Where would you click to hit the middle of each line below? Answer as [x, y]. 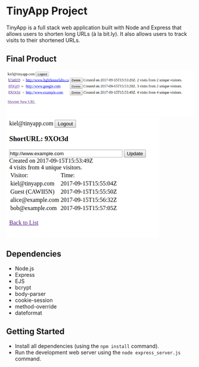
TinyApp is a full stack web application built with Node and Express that [94, 27]
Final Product [31, 59]
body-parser [30, 294]
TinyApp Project [47, 11]
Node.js [24, 268]
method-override [36, 306]
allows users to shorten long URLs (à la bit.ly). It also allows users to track [97, 33]
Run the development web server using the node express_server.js [98, 352]
